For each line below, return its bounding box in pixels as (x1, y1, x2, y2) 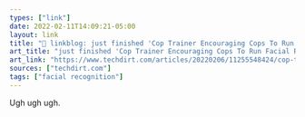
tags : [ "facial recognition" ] (9, 73, 124, 82)
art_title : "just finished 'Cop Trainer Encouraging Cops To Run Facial (9, 47, 290, 56)
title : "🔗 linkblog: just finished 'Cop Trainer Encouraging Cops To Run (9, 38, 295, 48)
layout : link (9, 30, 59, 39)
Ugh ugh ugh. (9, 97, 61, 108)
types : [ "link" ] (9, 13, 71, 23)
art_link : (9, 55, 47, 64)
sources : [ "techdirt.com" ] (9, 64, 112, 73)
